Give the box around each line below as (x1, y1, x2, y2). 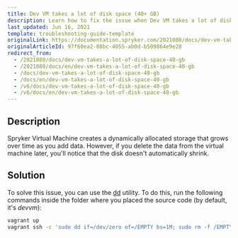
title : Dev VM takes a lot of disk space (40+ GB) (7, 10, 160, 18)
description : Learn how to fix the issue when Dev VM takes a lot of (7, 17, 217, 24)
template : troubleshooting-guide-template (7, 30, 135, 37)
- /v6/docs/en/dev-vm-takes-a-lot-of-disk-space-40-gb (13, 89, 179, 96)
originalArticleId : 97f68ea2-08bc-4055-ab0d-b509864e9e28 (7, 43, 182, 50)
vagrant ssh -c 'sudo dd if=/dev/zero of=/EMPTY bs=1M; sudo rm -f (7, 223, 211, 230)
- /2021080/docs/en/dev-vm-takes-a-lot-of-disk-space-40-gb (13, 63, 195, 70)
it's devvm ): (7, 203, 42, 212)
